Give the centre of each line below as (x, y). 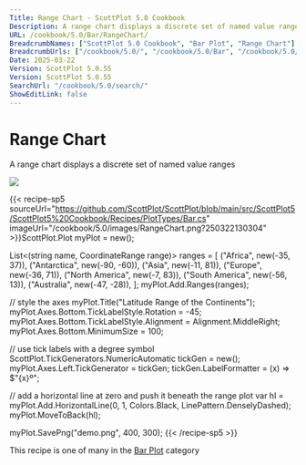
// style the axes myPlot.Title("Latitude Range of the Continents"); (133, 303)
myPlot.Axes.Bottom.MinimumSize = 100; (87, 331)
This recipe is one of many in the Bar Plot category (105, 450)
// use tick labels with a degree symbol (82, 349)
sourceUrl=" (33, 209)
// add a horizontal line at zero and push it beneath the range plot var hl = (147, 396)
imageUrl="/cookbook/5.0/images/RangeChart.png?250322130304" (138, 228)
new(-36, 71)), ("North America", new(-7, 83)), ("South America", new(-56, (148, 275)
